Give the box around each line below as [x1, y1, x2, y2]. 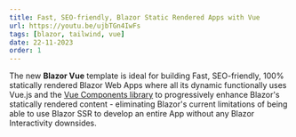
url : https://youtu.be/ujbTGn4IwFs [9, 21, 141, 30]
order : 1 [9, 46, 42, 55]
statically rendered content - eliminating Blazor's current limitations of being [9, 99, 288, 109]
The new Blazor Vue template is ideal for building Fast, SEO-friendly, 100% [9, 70, 284, 81]
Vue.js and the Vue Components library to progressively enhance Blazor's [9, 90, 280, 101]
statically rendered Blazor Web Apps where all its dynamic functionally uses [9, 80, 287, 91]
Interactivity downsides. [9, 117, 98, 129]
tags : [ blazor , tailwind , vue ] [9, 29, 125, 38]
